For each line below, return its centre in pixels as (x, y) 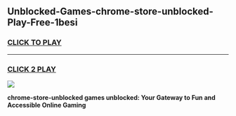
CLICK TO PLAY (34, 43)
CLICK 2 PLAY (32, 69)
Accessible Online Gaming (47, 105)
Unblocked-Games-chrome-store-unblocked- (111, 12)
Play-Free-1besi (42, 23)
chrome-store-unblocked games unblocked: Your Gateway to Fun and (111, 97)
